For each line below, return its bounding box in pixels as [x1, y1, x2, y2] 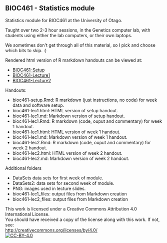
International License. [5, 211, 50, 217]
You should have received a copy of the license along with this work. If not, [5, 216, 160, 222]
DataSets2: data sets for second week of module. [12, 180, 114, 186]
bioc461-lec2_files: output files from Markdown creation [12, 196, 128, 202]
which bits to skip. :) [5, 47, 46, 53]
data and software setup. [12, 102, 64, 108]
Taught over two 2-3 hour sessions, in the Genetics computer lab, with [5, 27, 150, 33]
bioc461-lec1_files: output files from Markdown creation [12, 190, 127, 197]
